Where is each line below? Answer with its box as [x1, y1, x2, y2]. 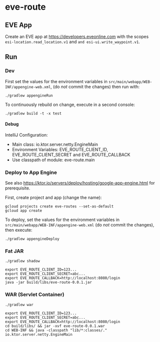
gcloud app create [5, 208, 42, 213]
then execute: [5, 227, 32, 233]
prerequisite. [5, 185, 31, 191]
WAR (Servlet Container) [5, 291, 64, 298]
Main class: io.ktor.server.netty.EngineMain [12, 141, 98, 147]
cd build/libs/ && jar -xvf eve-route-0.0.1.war [5, 324, 105, 328]
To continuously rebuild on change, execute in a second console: [5, 102, 135, 107]
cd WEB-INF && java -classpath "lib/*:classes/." [5, 327, 108, 333]
